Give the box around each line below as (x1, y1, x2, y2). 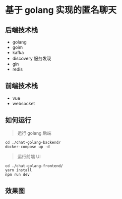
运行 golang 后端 (17, 130, 52, 136)
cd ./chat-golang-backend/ (5, 140, 61, 145)
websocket (12, 100, 35, 106)
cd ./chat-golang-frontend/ (5, 163, 63, 168)
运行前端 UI (17, 154, 41, 159)
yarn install (5, 167, 32, 173)
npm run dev (5, 172, 30, 177)
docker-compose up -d (5, 144, 50, 149)
